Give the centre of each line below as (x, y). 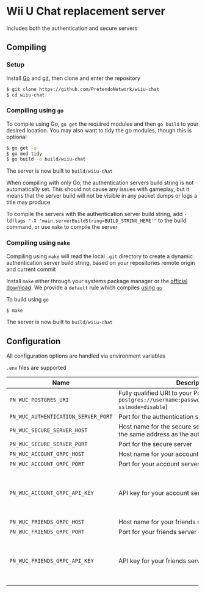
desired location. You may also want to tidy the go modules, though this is (99, 130)
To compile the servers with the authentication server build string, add (95, 214)
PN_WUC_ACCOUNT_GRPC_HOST (47, 454)
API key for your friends (153, 561)
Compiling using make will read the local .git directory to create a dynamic (100, 256)
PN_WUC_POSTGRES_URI (39, 400)
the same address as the (154, 435)
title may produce (28, 202)
